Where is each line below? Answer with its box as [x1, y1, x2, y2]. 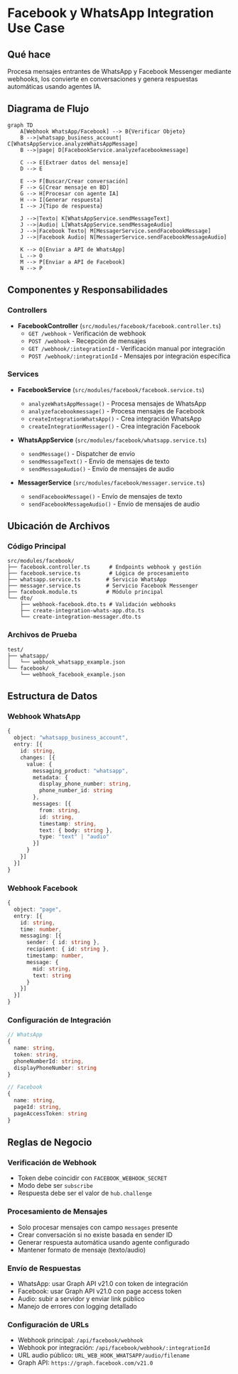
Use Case [7, 20, 65, 36]
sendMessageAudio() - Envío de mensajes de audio [28, 464, 175, 473]
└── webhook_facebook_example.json [20, 671, 126, 678]
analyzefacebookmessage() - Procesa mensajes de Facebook [28, 406, 205, 415]
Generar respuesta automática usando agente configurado [17, 1238, 190, 1246]
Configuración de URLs [7, 1319, 90, 1329]
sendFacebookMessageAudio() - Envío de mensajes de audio [28, 499, 200, 508]
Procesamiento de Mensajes [7, 1206, 108, 1216]
